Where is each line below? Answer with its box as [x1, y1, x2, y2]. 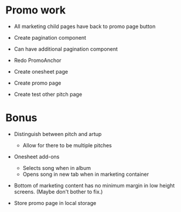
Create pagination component [13, 34, 86, 41]
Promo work [5, 4, 66, 17]
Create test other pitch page [13, 91, 83, 98]
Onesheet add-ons [13, 153, 60, 160]
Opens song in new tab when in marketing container [22, 171, 149, 178]
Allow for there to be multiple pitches [22, 141, 112, 149]
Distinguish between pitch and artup [13, 130, 102, 137]
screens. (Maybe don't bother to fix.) [13, 188, 103, 195]
